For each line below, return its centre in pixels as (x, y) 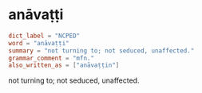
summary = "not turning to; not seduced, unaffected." (101, 50)
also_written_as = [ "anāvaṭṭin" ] (64, 65)
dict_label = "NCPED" (44, 36)
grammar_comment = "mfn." (51, 58)
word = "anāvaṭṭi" (39, 43)
